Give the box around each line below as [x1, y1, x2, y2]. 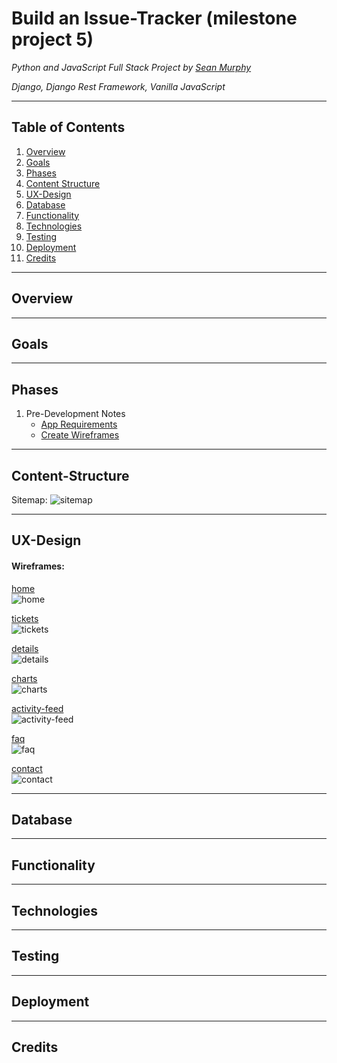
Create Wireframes [40, 429, 120, 441]
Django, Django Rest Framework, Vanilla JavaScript [11, 80, 226, 92]
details [11, 642, 39, 654]
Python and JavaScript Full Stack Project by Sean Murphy [11, 61, 252, 73]
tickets [11, 612, 39, 624]
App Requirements [40, 418, 118, 431]
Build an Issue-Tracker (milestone [11, 7, 298, 30]
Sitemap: [11, 494, 48, 506]
